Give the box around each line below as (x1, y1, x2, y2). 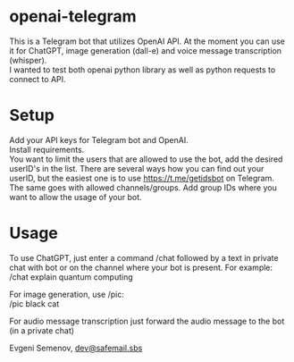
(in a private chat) (9, 324, 74, 336)
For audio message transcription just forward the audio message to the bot (9, 316, 285, 326)
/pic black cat (9, 298, 60, 309)
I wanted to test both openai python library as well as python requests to (9, 64, 276, 75)
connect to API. (9, 73, 66, 84)
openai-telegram (9, 6, 137, 27)
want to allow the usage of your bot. (9, 191, 142, 202)
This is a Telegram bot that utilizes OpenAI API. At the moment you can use (9, 36, 286, 46)
